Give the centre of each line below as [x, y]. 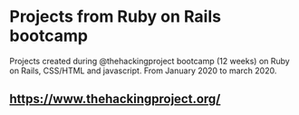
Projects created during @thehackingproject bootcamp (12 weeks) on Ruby [149, 61]
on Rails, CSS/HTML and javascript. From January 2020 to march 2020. [143, 71]
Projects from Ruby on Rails [116, 17]
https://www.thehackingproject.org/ [115, 99]
